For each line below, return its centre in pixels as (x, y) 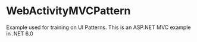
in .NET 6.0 (20, 33)
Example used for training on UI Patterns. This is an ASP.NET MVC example (98, 27)
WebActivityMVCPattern (68, 11)
